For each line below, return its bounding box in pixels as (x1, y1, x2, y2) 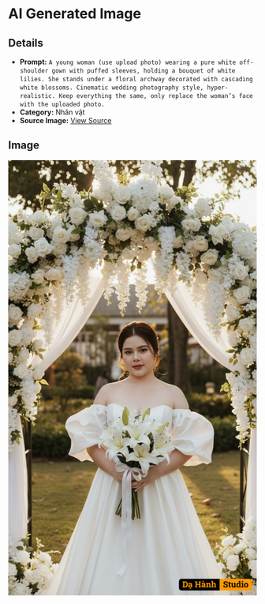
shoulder (19, 67, 49, 75)
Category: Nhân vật (19, 107, 85, 117)
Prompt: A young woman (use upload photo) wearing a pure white (19, 57, 237, 66)
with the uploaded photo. (19, 100, 105, 108)
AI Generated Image (8, 5, 142, 23)
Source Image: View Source (19, 116, 112, 125)
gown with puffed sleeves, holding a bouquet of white (51, 67, 236, 75)
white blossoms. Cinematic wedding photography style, (19, 84, 204, 92)
